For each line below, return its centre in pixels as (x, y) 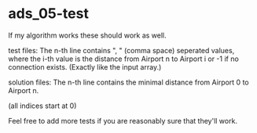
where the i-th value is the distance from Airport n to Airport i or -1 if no (124, 59)
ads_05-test (48, 14)
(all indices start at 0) (42, 106)
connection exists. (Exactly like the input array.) (85, 66)
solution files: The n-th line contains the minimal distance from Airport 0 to (128, 82)
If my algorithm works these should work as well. (87, 35)
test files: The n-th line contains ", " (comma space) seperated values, (121, 50)
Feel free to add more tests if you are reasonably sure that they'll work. (123, 120)
